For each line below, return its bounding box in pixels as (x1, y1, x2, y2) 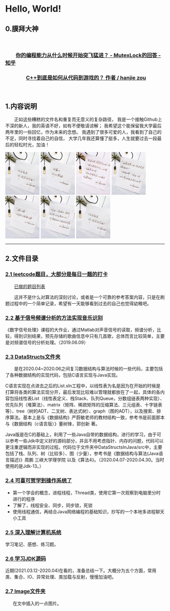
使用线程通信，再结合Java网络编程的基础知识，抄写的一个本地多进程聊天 (12, 508, 165, 514)
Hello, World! (5, 3, 62, 15)
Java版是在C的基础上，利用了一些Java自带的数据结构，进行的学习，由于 (5, 431, 157, 438)
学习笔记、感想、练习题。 (5, 541, 59, 547)
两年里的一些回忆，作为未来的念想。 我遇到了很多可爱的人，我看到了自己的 (5, 129, 162, 135)
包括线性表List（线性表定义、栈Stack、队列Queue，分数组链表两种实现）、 (9, 395, 165, 401)
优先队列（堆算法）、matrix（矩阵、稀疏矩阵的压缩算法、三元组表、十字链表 (5, 402, 163, 408)
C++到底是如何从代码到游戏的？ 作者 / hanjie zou (26, 74, 146, 81)
